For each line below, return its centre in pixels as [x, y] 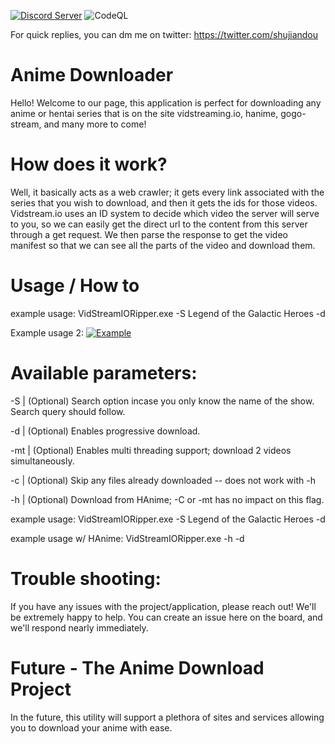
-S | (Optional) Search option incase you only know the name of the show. [162, 401]
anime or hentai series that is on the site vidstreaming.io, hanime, [144, 113]
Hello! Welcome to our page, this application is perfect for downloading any [166, 102]
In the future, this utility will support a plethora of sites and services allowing [167, 717]
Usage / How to [75, 286]
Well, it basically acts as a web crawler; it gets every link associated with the [167, 192]
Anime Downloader [92, 75]
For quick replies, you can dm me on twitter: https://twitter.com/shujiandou [164, 34]
